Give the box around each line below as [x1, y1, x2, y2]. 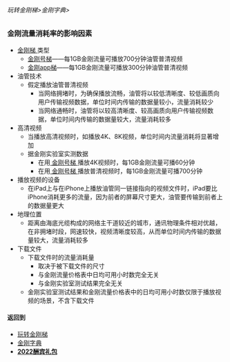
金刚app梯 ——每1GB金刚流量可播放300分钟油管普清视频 [27, 63, 189, 71]
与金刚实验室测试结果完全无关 [37, 279, 123, 287]
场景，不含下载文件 [39, 296, 95, 305]
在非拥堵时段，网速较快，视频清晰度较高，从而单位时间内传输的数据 [27, 227, 222, 236]
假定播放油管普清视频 [27, 80, 88, 88]
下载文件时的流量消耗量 [27, 253, 95, 261]
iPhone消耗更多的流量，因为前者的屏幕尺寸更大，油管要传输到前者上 [27, 193, 223, 201]
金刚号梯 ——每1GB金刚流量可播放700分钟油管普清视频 [27, 55, 183, 63]
